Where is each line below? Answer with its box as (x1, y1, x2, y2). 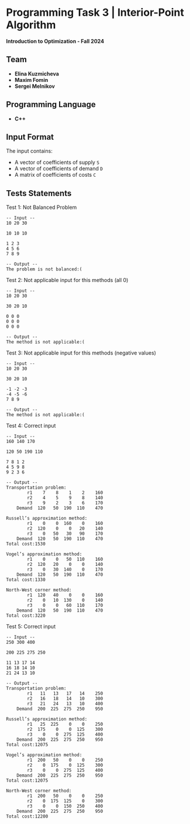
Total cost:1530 (6, 541, 46, 547)
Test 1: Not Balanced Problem (6, 204, 77, 211)
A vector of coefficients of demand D (14, 165, 103, 172)
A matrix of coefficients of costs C (14, 171, 96, 178)
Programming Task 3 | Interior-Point (6, 6, 184, 19)
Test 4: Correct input (6, 422, 56, 430)
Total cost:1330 (6, 577, 46, 583)
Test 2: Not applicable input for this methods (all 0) (6, 277, 129, 284)
